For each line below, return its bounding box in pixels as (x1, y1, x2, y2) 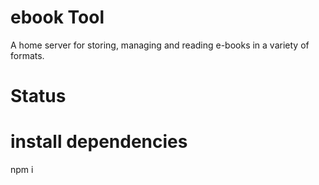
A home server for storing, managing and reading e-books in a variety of (10, 39, 310, 51)
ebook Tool (10, 6, 105, 29)
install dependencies (10, 131, 188, 153)
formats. (10, 49, 45, 61)
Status (10, 85, 67, 108)
